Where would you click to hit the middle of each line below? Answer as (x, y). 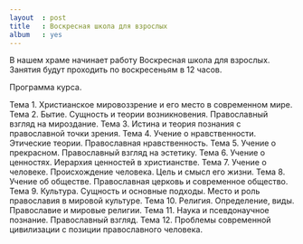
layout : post (38, 18)
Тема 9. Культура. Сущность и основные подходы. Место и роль (135, 192)
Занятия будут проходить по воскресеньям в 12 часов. (116, 70)
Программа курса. (46, 88)
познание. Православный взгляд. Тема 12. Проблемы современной (140, 220)
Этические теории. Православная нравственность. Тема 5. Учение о (143, 143)
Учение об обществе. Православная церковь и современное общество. (149, 182)
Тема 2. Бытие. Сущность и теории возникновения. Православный (139, 115)
